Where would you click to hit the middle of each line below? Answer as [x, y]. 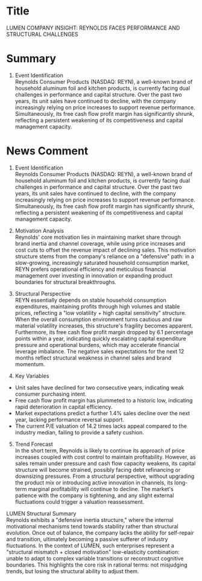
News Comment [47, 151]
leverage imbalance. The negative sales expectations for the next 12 [99, 351]
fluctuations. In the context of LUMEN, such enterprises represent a [90, 545]
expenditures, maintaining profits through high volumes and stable [97, 306]
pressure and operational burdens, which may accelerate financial [97, 344]
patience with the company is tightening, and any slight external [94, 495]
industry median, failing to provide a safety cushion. [79, 432]
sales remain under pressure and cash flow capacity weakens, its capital [105, 463]
